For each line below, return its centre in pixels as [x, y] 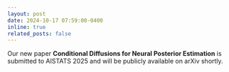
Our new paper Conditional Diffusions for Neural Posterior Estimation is [114, 54]
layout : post [27, 14]
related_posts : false [39, 34]
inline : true [27, 27]
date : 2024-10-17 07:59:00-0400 [55, 20]
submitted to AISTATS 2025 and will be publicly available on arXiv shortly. [115, 61]
